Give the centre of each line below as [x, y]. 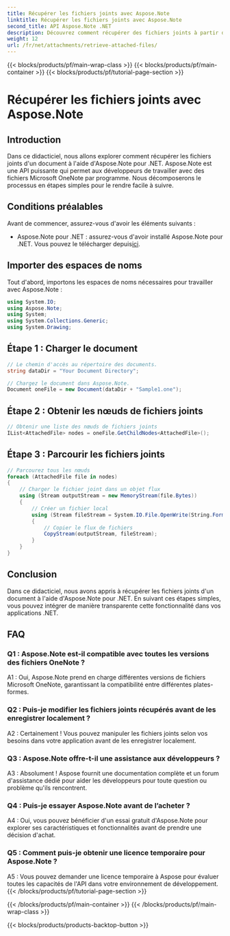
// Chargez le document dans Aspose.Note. [68, 383]
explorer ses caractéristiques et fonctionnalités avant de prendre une [104, 828]
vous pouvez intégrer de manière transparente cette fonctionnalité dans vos [114, 605]
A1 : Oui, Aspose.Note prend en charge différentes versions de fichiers [106, 677]
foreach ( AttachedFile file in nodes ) [62, 477]
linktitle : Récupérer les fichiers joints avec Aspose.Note [95, 20]
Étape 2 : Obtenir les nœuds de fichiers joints [105, 411]
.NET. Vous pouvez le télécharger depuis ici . [78, 243]
